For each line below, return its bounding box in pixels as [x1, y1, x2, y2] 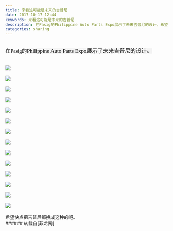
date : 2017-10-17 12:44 [5, 12, 57, 17]
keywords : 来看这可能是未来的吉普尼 [5, 17, 75, 22]
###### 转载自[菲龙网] [5, 220, 55, 226]
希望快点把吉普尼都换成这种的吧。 [5, 214, 78, 220]
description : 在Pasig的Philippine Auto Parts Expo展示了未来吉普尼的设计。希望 [5, 22, 168, 27]
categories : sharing [5, 27, 50, 32]
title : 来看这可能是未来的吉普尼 [5, 7, 68, 13]
